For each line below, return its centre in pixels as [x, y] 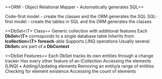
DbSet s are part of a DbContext [37, 46]
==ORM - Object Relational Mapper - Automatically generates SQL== [74, 7]
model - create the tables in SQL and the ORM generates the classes [83, 22]
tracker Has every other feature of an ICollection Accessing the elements [78, 61]
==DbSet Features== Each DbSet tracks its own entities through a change [79, 56]
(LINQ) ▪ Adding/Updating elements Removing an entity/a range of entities [80, 66]
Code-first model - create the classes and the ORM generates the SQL [76, 16]
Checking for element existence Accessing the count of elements [71, 71]
